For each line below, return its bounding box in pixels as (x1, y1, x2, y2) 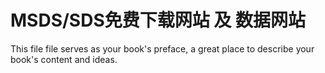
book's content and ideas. (10, 53, 118, 65)
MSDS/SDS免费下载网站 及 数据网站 (10, 9, 306, 32)
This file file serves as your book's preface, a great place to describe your (10, 42, 315, 55)
